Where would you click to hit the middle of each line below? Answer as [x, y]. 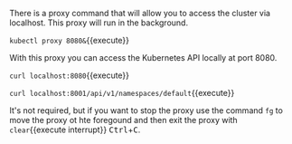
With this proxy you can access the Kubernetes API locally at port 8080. [143, 58]
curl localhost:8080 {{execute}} [69, 75]
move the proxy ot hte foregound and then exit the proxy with [123, 120]
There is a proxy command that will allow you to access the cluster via [140, 13]
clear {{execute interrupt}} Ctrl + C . [75, 130]
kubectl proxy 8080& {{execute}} [69, 40]
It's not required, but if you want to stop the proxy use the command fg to [146, 110]
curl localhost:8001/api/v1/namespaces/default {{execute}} [122, 93]
